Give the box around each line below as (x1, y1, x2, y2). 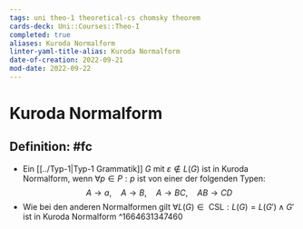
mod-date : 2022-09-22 (9, 65, 92, 74)
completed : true (9, 30, 71, 39)
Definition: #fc (9, 139, 93, 154)
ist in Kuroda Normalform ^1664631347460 (22, 211, 183, 222)
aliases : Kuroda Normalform (9, 38, 116, 48)
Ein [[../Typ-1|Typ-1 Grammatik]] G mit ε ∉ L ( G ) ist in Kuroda (22, 163, 249, 174)
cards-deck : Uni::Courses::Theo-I (9, 22, 141, 31)
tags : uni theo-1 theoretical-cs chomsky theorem (9, 13, 201, 23)
